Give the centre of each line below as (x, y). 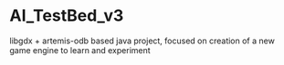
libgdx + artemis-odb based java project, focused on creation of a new (142, 41)
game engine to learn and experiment (80, 50)
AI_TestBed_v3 (67, 16)
